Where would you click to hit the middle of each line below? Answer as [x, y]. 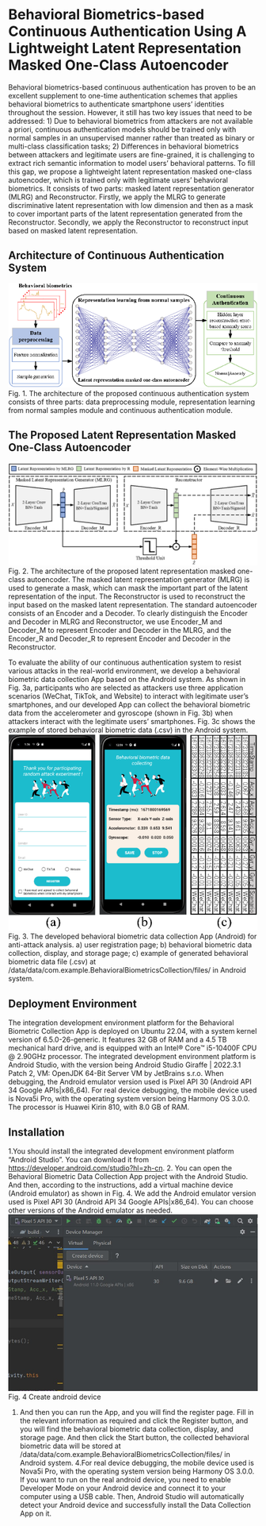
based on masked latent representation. [73, 230]
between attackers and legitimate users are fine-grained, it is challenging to [131, 154]
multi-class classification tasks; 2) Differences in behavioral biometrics [123, 146]
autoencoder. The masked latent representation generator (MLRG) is [138, 580]
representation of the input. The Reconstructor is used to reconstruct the [127, 596]
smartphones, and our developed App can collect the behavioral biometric [129, 705]
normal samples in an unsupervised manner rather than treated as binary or [131, 137]
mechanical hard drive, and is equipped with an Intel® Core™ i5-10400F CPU [133, 1048]
